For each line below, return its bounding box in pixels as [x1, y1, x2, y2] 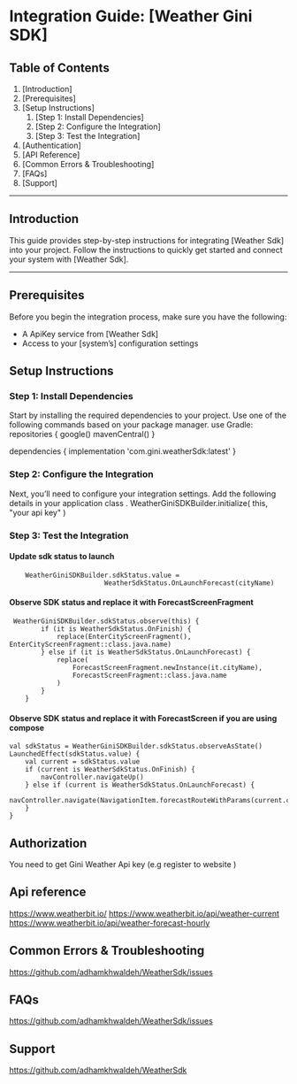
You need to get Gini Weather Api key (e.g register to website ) [9, 858, 237, 869]
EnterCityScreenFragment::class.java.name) [9, 640, 172, 649]
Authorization [9, 835, 88, 850]
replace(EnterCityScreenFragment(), [56, 632, 192, 641]
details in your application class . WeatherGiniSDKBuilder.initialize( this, [9, 497, 268, 508]
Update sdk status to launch [9, 551, 115, 562]
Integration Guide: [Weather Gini [9, 6, 253, 27]
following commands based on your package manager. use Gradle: [9, 419, 254, 430]
